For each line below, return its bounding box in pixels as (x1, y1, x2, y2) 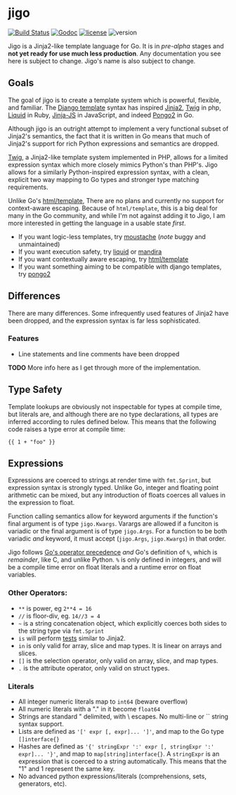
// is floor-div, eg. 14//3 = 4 (18, 612, 100, 620)
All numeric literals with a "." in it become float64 (18, 705, 161, 713)
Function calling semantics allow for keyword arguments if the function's (8, 512, 218, 521)
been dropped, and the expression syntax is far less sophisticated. (8, 316, 201, 325)
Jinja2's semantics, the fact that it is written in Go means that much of (8, 131, 211, 140)
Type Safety (8, 384, 63, 396)
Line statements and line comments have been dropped (18, 349, 180, 358)
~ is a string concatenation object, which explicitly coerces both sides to (18, 619, 227, 627)
